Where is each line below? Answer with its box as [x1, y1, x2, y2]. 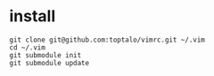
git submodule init [9, 50, 82, 59]
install [9, 6, 56, 27]
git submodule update [9, 58, 90, 67]
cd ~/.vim [9, 42, 46, 52]
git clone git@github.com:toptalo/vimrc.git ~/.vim [9, 35, 205, 44]
